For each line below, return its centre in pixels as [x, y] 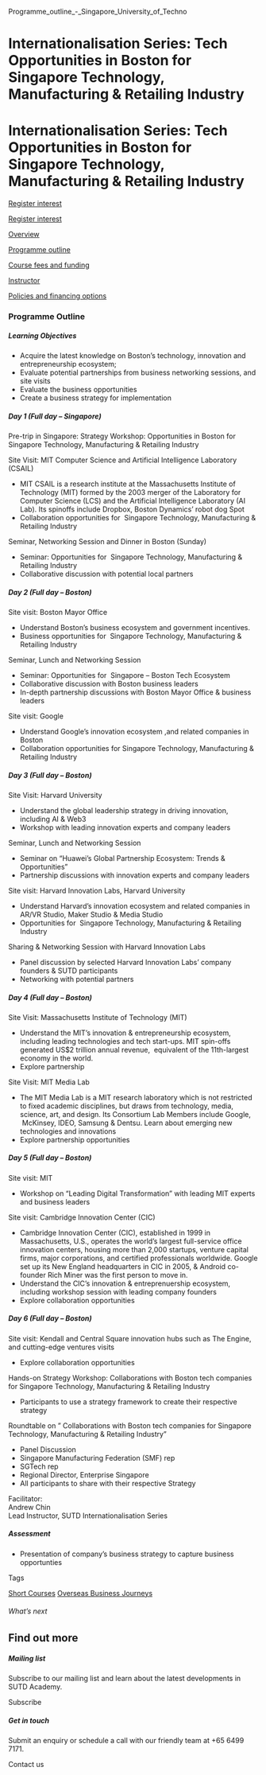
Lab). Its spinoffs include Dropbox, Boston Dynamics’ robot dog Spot [132, 509]
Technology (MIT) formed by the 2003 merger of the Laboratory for [130, 492]
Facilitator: [25, 1498]
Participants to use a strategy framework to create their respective [128, 1401]
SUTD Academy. [35, 1687]
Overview [24, 235]
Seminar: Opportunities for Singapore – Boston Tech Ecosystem [125, 675]
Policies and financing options [58, 296]
